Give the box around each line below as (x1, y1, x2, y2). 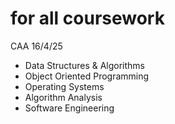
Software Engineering (24, 102, 115, 114)
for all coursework (10, 7, 165, 30)
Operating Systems (24, 80, 105, 92)
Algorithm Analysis (24, 91, 103, 103)
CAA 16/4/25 (10, 40, 63, 52)
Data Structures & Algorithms (24, 59, 145, 71)
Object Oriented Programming (24, 70, 150, 82)
